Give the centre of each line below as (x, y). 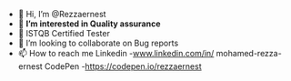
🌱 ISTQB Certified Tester (64, 33)
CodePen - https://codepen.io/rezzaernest (123, 66)
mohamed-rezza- (249, 53)
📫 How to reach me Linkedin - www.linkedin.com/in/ (116, 53)
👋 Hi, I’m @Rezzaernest (62, 14)
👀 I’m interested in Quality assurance (89, 24)
